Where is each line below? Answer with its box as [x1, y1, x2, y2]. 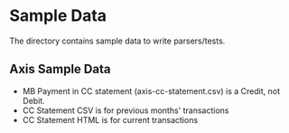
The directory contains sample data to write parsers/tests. [9, 35, 226, 46]
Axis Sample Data [9, 62, 111, 77]
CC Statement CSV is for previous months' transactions [22, 105, 229, 116]
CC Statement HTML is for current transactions [22, 114, 199, 125]
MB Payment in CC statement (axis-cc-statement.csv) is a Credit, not [22, 85, 281, 96]
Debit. [22, 95, 45, 106]
